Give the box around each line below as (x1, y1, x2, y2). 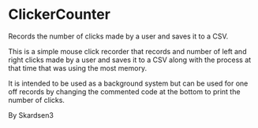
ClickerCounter (8, 5, 110, 24)
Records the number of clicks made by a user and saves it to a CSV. (8, 31, 229, 41)
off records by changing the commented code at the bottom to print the (8, 86, 241, 96)
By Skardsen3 (8, 110, 54, 119)
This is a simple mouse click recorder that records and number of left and (8, 46, 247, 56)
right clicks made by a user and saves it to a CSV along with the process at (8, 55, 252, 64)
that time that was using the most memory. (8, 63, 148, 72)
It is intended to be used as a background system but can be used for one (8, 79, 249, 88)
